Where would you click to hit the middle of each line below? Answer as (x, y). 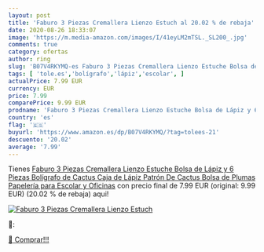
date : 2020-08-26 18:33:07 (52, 30)
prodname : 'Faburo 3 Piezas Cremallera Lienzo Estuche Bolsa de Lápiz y (130, 111)
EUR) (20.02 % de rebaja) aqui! (59, 194)
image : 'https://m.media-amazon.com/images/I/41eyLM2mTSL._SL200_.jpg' (128, 37)
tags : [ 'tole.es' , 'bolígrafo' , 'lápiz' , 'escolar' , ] (96, 74)
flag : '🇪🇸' (27, 125)
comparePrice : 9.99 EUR (47, 103)
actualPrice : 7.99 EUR (45, 81)
